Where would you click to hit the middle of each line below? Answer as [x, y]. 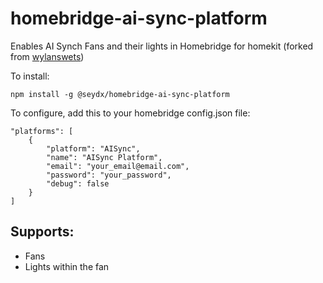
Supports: [42, 232]
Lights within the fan [67, 266]
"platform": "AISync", [93, 148]
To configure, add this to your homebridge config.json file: [130, 113]
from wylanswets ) [47, 56]
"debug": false [78, 183]
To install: [30, 76]
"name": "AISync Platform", [104, 157]
